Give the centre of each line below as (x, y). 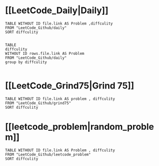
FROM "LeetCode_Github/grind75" (38, 103)
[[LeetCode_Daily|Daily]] (57, 11)
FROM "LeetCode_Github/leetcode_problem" (48, 154)
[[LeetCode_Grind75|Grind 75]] (70, 86)
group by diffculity (26, 62)
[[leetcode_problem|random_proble (80, 127)
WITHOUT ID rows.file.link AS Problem (45, 53)
